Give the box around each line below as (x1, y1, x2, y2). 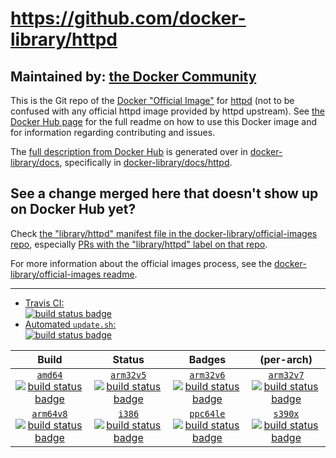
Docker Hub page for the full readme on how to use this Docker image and (10, 116, 318, 127)
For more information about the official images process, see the (10, 257, 273, 269)
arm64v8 (31, 408, 68, 419)
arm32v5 (110, 369, 147, 381)
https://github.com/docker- (10, 7, 247, 30)
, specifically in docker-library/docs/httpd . (59, 157, 233, 168)
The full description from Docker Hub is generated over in (10, 146, 248, 157)
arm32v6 (189, 369, 226, 381)
